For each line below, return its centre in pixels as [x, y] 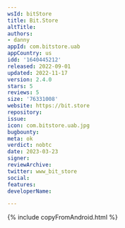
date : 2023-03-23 [33, 152]
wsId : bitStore [30, 14]
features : [22, 184]
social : [19, 178]
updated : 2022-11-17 [38, 73]
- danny [19, 40]
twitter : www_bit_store [42, 171]
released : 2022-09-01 [39, 66]
